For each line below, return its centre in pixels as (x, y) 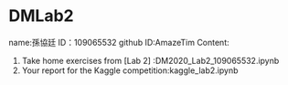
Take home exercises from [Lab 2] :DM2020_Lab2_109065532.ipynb (150, 60)
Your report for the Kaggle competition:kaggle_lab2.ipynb (130, 70)
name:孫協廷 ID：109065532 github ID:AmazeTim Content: (119, 42)
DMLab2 (41, 16)
